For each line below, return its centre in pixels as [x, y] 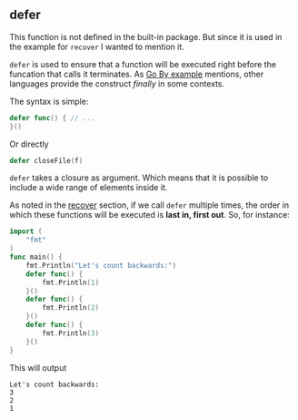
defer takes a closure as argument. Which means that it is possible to [139, 178]
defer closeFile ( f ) [46, 160]
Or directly [29, 144]
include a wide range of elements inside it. [89, 188]
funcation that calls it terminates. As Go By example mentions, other [137, 74]
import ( [26, 231]
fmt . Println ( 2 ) [71, 308]
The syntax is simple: [49, 101]
